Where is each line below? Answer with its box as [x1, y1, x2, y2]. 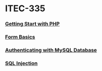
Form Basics [5, 34, 35, 41]
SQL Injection [5, 60, 38, 67]
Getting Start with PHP [5, 21, 60, 27]
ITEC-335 [5, 3, 46, 14]
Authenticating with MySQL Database [5, 47, 97, 53]
